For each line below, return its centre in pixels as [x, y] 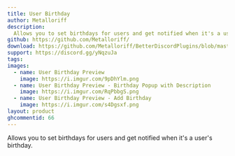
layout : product [31, 111]
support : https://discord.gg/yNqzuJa [62, 53]
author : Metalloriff [37, 20]
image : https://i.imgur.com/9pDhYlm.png [79, 79]
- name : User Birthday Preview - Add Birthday [83, 99]
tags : [15, 59]
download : [22, 46]
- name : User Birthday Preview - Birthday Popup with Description [112, 85]
